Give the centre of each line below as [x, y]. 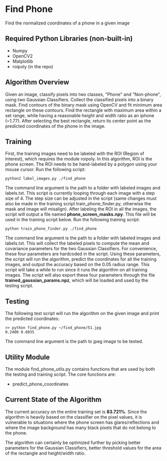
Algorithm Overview [37, 82]
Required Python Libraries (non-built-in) [69, 39]
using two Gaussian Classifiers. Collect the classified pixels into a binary [79, 99]
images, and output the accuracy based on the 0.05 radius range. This [77, 265]
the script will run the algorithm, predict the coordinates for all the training [81, 259]
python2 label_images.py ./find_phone [45, 179]
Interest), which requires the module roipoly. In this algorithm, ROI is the [79, 159]
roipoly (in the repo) [33, 66]
